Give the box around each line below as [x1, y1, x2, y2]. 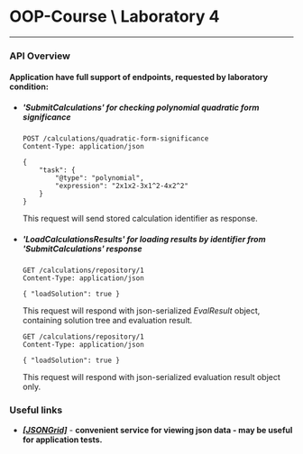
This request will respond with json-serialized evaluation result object [22, 372, 281, 383]
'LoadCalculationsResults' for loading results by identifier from [22, 234, 266, 245]
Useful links [9, 404, 63, 416]
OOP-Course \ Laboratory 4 [9, 6, 220, 27]
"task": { [39, 166, 76, 175]
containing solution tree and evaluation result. [22, 315, 193, 326]
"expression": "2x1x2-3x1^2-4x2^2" [55, 182, 189, 191]
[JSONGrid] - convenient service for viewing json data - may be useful [22, 424, 293, 435]
